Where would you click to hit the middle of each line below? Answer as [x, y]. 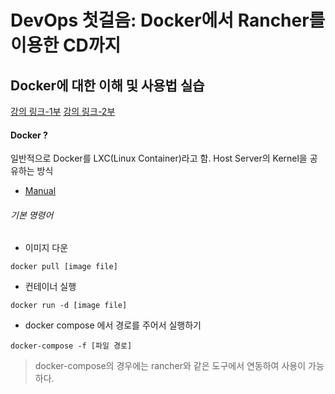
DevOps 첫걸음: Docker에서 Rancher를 [168, 20]
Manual [40, 191]
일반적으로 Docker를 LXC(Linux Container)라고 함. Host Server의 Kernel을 [159, 158]
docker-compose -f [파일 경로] [71, 346]
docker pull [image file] [64, 267]
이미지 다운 [46, 248]
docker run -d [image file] [69, 306]
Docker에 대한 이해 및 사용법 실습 [107, 85]
